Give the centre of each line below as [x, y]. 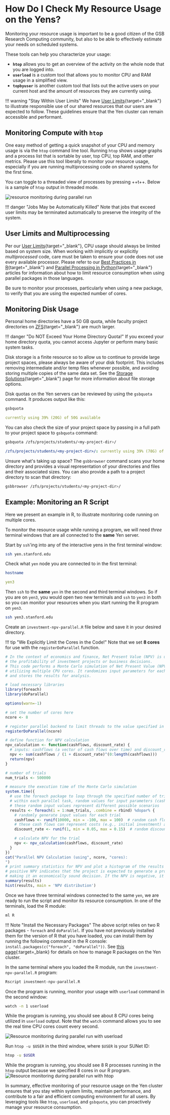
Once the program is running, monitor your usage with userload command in [85, 991]
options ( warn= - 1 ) [24, 703]
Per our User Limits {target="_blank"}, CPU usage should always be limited [83, 246]
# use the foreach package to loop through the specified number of [83, 796]
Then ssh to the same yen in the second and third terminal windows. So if [81, 592]
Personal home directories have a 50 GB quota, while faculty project [76, 321]
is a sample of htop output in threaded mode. [52, 187]
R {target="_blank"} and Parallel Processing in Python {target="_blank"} [79, 267]
